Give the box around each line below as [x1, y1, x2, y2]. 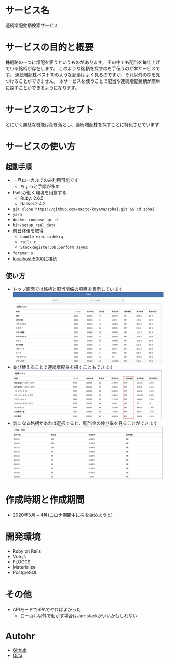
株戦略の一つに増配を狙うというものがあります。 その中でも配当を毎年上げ [5, 59, 160, 65]
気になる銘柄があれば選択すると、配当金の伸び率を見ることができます [12, 420, 158, 426]
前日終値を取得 [12, 227, 44, 234]
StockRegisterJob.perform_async [20, 245, 88, 250]
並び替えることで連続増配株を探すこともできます [12, 364, 114, 370]
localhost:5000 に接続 [12, 255, 57, 262]
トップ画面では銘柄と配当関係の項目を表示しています [12, 286, 123, 292]
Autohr [5, 631, 35, 642]
